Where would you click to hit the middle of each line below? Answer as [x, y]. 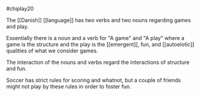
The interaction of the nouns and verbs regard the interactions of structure [98, 62]
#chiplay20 [20, 9]
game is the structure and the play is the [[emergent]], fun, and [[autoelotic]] [100, 44]
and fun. [16, 69]
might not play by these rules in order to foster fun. [69, 86]
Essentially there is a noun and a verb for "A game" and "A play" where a [96, 38]
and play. [17, 27]
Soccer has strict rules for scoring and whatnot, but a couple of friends [93, 80]
